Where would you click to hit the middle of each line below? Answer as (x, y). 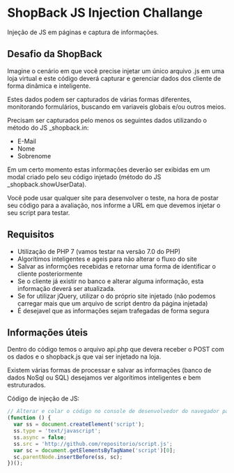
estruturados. (27, 385)
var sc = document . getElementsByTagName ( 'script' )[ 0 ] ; (95, 450)
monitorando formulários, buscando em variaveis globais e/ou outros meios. (117, 107)
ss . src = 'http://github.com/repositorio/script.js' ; (93, 444)
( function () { (29, 418)
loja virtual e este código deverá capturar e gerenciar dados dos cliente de (114, 78)
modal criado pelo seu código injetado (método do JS (84, 177)
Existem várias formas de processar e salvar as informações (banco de (109, 370)
